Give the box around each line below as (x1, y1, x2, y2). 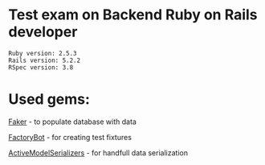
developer (8, 23, 78, 41)
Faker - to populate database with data (8, 117, 137, 126)
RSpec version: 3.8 (8, 63, 74, 72)
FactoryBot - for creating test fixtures (8, 132, 132, 142)
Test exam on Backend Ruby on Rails (8, 6, 259, 24)
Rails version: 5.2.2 (8, 56, 81, 64)
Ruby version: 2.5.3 (8, 49, 78, 57)
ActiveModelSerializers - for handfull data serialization (8, 147, 189, 158)
